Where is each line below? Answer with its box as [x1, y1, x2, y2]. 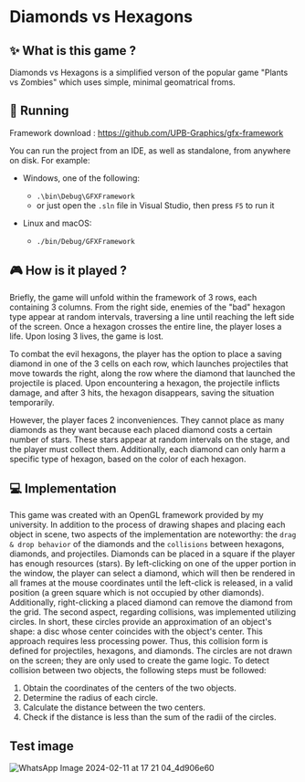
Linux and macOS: [22, 217, 92, 228]
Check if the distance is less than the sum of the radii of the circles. [22, 712, 277, 723]
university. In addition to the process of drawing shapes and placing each [9, 519, 286, 531]
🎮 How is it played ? [9, 263, 128, 279]
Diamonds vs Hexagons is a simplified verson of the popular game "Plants [9, 67, 289, 78]
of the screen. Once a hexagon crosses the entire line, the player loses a [9, 321, 282, 332]
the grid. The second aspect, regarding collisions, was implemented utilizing [9, 607, 297, 618]
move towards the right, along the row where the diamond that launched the [9, 367, 296, 378]
